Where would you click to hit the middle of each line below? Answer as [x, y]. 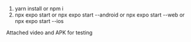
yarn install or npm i [39, 9]
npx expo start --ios [39, 21]
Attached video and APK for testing [49, 33]
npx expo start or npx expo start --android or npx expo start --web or [100, 15]
